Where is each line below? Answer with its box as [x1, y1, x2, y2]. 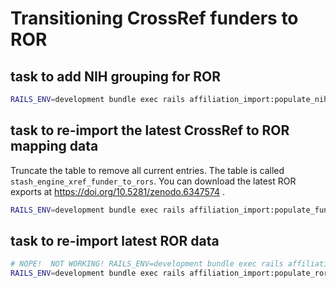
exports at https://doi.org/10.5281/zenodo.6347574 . [10, 185, 225, 197]
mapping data [10, 138, 99, 155]
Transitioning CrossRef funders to [10, 7, 299, 30]
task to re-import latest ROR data [10, 232, 220, 249]
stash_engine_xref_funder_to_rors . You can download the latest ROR [10, 175, 297, 187]
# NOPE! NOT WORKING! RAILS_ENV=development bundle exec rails [10, 259, 284, 269]
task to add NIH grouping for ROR [10, 68, 222, 85]
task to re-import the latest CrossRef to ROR [10, 122, 290, 139]
